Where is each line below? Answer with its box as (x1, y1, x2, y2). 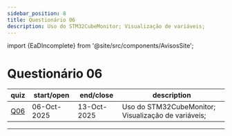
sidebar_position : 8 (7, 10, 67, 17)
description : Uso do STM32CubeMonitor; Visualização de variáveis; (7, 23, 206, 30)
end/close (79, 91, 114, 100)
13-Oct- (77, 102, 108, 112)
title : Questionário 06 (7, 16, 76, 23)
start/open (33, 91, 70, 100)
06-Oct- (32, 102, 62, 112)
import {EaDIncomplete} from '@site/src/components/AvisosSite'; (7, 42, 194, 50)
